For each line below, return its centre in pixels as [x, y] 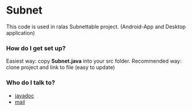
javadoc [24, 96]
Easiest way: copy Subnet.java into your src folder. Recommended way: [94, 61]
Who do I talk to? [31, 83]
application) [21, 32]
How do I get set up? [36, 48]
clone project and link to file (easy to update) [61, 67]
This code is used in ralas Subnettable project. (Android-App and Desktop [96, 27]
